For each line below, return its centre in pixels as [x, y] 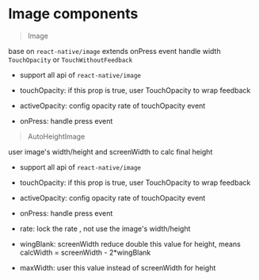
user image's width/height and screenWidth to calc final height [110, 152]
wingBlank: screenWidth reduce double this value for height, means [130, 244]
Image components [73, 14]
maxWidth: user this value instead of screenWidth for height [118, 267]
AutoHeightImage [56, 136]
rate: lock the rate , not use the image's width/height [105, 228]
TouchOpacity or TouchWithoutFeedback [70, 59]
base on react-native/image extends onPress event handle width [114, 51]
